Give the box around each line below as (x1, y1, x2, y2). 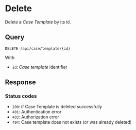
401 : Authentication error (12, 109, 62, 115)
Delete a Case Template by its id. (5, 19, 71, 25)
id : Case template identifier (12, 64, 68, 70)
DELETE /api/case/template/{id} (5, 46, 70, 51)
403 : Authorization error (12, 114, 59, 120)
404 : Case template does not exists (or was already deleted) (12, 119, 132, 125)
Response (5, 78, 36, 87)
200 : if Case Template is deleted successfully (12, 104, 102, 110)
